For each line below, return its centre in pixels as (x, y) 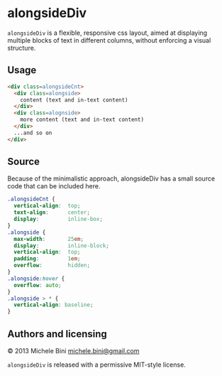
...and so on (33, 133)
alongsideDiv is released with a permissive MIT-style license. (96, 365)
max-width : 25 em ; (49, 239)
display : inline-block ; (62, 246)
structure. (22, 48)
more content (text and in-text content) (82, 120)
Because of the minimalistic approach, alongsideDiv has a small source (111, 178)
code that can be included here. (54, 186)
